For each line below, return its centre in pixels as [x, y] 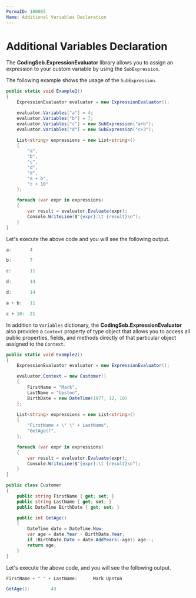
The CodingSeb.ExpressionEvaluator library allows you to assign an [90, 63]
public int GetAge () [42, 518]
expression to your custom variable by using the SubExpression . [83, 69]
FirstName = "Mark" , [52, 388]
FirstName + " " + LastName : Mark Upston [64, 578]
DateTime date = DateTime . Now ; [66, 529]
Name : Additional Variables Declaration [57, 17]
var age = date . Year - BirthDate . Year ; [76, 534]
